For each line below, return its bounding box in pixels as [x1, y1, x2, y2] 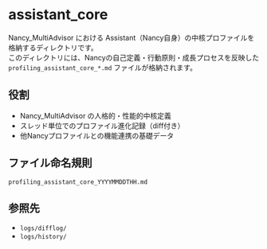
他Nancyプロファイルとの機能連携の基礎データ [19, 130, 174, 140]
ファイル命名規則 [8, 157, 92, 170]
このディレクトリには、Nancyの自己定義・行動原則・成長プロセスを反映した [8, 53, 260, 62]
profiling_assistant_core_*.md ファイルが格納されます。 [8, 62, 198, 72]
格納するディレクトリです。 [8, 42, 98, 53]
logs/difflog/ [19, 224, 67, 232]
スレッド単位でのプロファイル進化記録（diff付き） [19, 121, 185, 130]
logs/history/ [19, 233, 67, 241]
